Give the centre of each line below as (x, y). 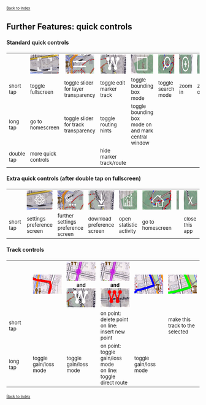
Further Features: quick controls (70, 27)
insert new (113, 331)
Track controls (25, 249)
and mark (142, 131)
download (100, 219)
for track (74, 124)
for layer (74, 89)
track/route (113, 163)
